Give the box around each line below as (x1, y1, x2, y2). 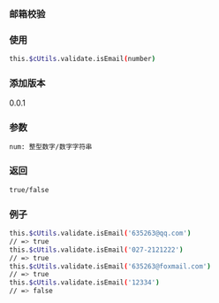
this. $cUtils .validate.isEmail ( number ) (9, 55, 156, 64)
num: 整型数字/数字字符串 (9, 142, 93, 151)
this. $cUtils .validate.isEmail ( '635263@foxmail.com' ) (9, 261, 212, 271)
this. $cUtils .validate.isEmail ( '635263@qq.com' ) (9, 229, 192, 238)
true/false (9, 185, 49, 194)
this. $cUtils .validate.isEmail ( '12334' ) (9, 278, 161, 287)
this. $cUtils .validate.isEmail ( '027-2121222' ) (9, 245, 184, 254)
